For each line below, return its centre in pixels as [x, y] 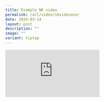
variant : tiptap [22, 38]
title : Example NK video [31, 10]
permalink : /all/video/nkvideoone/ [42, 15]
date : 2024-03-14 [23, 19]
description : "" [22, 29]
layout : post [19, 24]
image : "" [16, 33]
